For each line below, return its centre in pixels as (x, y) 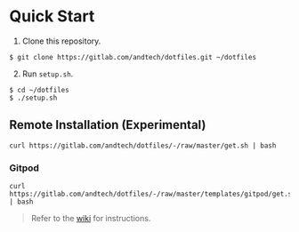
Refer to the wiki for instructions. (91, 219)
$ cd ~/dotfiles (39, 90)
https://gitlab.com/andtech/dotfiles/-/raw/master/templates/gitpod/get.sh (153, 194)
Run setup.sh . (48, 74)
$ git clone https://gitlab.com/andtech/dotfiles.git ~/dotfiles (133, 57)
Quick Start (52, 16)
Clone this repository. (61, 41)
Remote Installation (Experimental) (108, 125)
